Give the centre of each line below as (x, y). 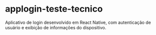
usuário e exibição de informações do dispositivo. (56, 27)
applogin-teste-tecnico (54, 9)
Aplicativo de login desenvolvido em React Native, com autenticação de (78, 22)
